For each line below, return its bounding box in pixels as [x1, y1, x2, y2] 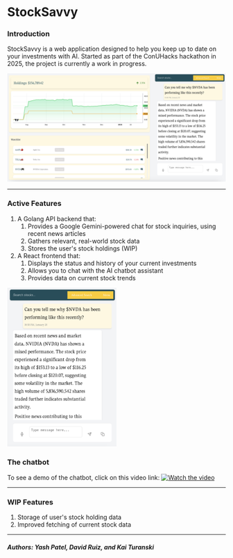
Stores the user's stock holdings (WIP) [27, 244, 138, 253]
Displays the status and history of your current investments [27, 259, 197, 267]
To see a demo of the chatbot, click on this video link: [7, 473, 160, 481]
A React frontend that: [17, 251, 81, 260]
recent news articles [27, 229, 86, 237]
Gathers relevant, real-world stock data [27, 237, 140, 245]
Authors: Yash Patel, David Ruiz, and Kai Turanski [7, 543, 155, 551]
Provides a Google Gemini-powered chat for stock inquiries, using [27, 222, 216, 230]
